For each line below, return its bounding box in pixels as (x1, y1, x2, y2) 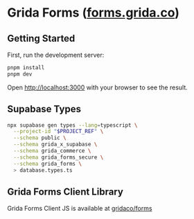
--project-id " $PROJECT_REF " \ (13, 128, 104, 135)
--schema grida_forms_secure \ (13, 154, 104, 161)
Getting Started (7, 33, 76, 44)
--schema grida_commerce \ (13, 148, 91, 155)
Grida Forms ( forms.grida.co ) (7, 5, 180, 21)
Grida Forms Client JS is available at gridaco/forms (7, 204, 152, 213)
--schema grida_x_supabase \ (13, 141, 98, 148)
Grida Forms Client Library (7, 186, 123, 198)
